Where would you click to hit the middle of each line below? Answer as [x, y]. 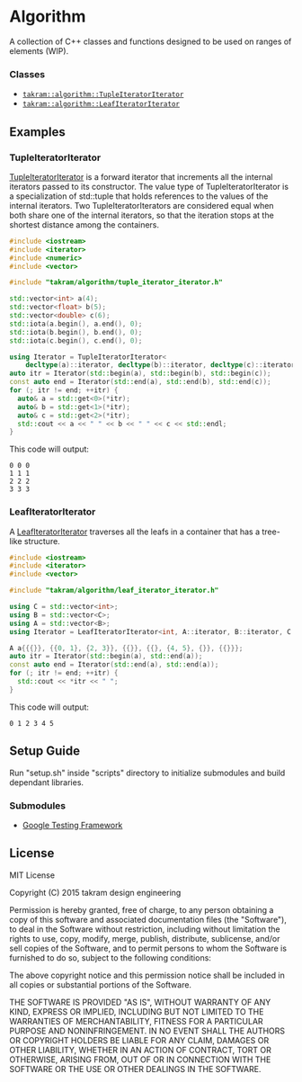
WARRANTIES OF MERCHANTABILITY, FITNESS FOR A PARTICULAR [136, 1021]
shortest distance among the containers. [84, 224]
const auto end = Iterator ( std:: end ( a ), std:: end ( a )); [114, 665]
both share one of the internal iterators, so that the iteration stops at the [142, 215]
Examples [37, 132]
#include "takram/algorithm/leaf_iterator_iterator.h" [114, 591]
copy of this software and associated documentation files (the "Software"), [148, 919]
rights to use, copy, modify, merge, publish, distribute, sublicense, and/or [145, 938]
